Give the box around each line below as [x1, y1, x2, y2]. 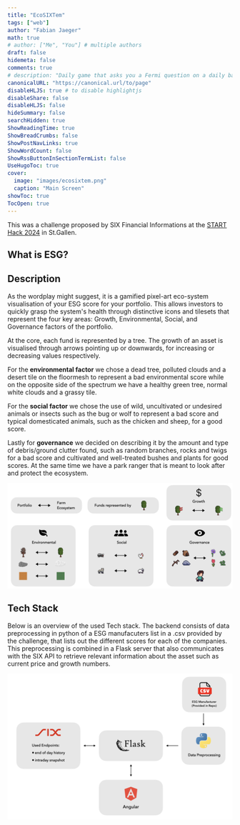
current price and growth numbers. [7, 659, 111, 668]
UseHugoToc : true [7, 162, 59, 169]
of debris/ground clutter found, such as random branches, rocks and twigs [7, 446, 227, 454]
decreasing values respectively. [7, 351, 101, 360]
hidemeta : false [7, 57, 56, 64]
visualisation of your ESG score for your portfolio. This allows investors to [7, 299, 224, 308]
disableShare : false [7, 94, 69, 101]
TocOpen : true [7, 200, 50, 207]
